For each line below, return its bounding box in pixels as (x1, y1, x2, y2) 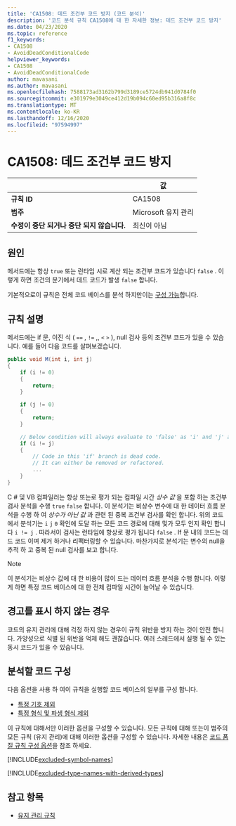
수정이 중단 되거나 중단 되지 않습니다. (11, 221, 126, 230)
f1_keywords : (7, 37, 46, 44)
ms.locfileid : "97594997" (7, 121, 83, 129)
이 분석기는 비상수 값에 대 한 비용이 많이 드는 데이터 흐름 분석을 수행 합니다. (7, 574, 213, 582)
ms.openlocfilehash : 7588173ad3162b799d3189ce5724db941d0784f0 (7, 88, 197, 96)
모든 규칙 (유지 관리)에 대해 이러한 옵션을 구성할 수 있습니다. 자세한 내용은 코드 (7, 733, 221, 741)
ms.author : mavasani (7, 82, 68, 89)
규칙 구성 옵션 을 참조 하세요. (14, 742, 92, 750)
